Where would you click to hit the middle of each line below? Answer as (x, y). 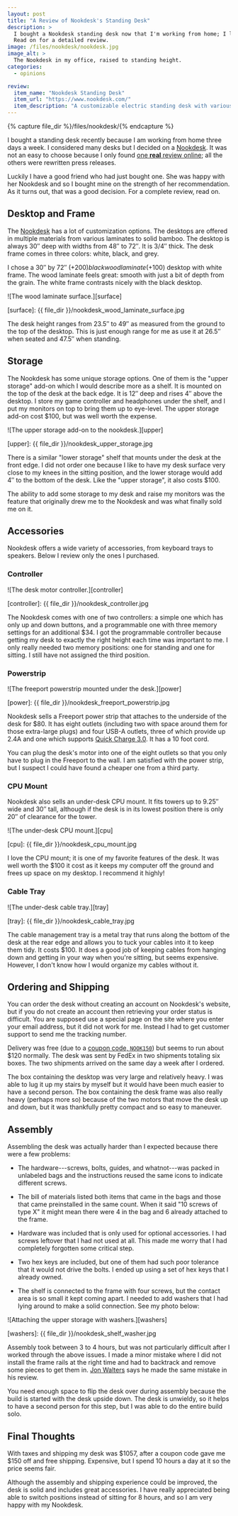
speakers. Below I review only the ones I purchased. (83, 556)
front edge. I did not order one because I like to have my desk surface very (117, 465)
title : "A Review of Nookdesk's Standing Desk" (79, 21)
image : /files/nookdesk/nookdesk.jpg (63, 47)
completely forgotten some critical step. (76, 1248)
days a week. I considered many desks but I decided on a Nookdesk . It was (117, 147)
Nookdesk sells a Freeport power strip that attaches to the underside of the (117, 716)
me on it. (20, 509)
